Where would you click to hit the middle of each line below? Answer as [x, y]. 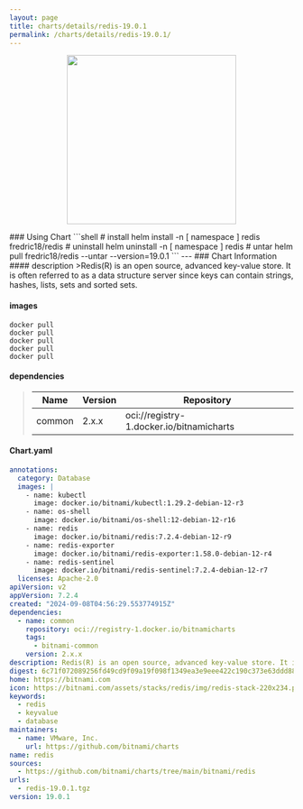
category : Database [54, 478]
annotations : [34, 470]
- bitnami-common [66, 646]
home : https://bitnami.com [60, 679]
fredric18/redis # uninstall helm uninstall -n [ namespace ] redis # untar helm [151, 247]
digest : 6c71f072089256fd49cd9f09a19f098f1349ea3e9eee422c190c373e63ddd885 [155, 671]
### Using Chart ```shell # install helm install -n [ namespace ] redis [135, 237]
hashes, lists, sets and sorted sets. [73, 285]
